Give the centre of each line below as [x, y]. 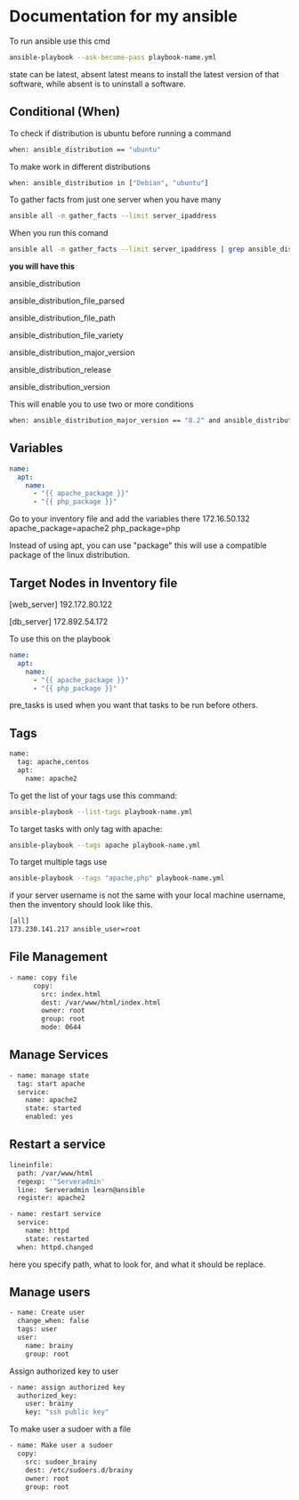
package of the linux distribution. [70, 555]
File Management [59, 957]
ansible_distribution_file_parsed [67, 301]
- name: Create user [48, 1313]
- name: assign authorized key [67, 1387]
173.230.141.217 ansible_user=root [75, 930]
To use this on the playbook [60, 639]
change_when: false [53, 1321]
